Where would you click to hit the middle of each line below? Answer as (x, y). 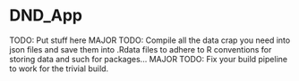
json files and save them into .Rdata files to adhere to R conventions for (141, 49)
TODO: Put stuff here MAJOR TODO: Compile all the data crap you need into (150, 40)
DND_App (46, 16)
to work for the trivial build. (59, 69)
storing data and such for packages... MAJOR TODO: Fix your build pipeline (149, 59)
